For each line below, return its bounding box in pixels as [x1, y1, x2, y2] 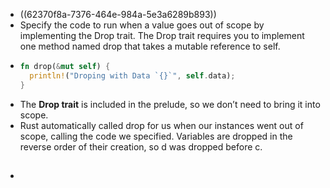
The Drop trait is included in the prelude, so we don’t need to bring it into [19, 98, 321, 110]
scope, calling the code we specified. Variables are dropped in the [19, 130, 293, 142]
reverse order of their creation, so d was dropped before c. [19, 140, 263, 153]
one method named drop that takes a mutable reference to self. [19, 40, 281, 52]
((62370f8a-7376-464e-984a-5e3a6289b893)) [19, 9, 217, 20]
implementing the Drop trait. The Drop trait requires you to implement [19, 30, 305, 41]
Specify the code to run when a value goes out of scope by [19, 19, 265, 31]
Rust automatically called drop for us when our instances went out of [19, 119, 304, 131]
